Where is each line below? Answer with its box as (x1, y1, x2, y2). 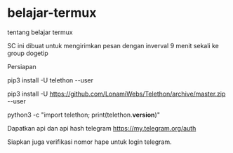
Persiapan (7, 62, 36, 71)
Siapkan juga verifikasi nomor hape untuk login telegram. (7, 138, 172, 146)
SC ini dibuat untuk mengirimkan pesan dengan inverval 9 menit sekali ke (7, 41, 219, 50)
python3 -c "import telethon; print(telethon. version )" (7, 110, 160, 119)
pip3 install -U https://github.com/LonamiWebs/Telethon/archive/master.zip (7, 89, 226, 98)
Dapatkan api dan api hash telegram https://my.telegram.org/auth (7, 124, 197, 132)
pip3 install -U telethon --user (7, 75, 93, 85)
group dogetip (7, 49, 49, 57)
